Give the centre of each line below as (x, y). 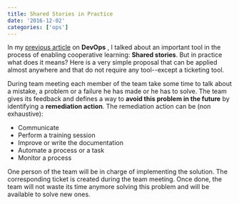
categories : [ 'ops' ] (38, 27)
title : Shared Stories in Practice (60, 14)
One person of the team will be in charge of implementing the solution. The (118, 172)
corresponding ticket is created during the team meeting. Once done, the (115, 179)
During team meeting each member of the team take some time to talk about (119, 84)
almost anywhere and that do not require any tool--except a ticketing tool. (116, 70)
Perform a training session (56, 135)
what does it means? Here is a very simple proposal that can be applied (112, 63)
